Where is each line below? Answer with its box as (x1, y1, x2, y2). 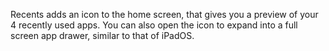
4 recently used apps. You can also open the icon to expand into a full (10, 19, 298, 31)
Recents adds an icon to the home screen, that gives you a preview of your (10, 9, 319, 20)
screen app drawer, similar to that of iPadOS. (10, 30, 195, 41)
